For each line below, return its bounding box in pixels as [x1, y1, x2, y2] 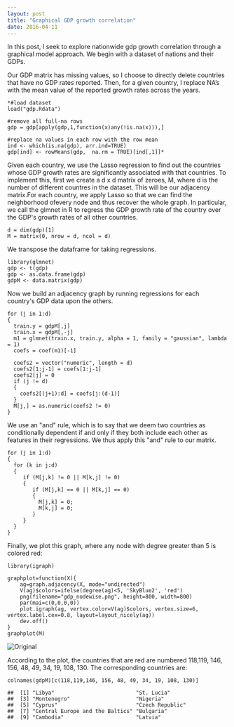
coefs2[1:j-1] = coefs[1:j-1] [13, 366, 102, 373]
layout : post [7, 10, 46, 18]
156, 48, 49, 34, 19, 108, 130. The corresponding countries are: [7, 664, 188, 672]
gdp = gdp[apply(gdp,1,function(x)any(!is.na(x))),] [7, 124, 165, 131]
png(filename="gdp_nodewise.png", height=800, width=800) [20, 594, 193, 601]
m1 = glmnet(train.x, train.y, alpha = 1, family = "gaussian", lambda [13, 335, 228, 342]
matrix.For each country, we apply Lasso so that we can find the [7, 191, 193, 199]
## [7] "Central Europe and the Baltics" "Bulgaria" [7, 708, 168, 715]
